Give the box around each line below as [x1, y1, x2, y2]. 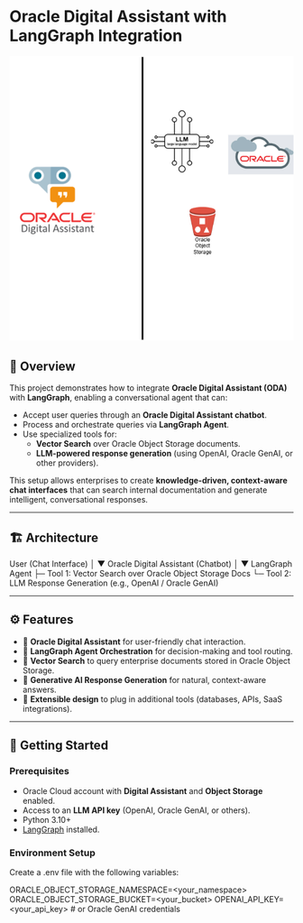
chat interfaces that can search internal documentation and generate [9, 485, 268, 495]
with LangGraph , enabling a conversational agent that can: [9, 392, 228, 403]
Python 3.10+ [22, 814, 72, 825]
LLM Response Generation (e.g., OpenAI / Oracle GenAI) [9, 577, 219, 588]
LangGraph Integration [9, 25, 183, 46]
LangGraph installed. [22, 824, 100, 835]
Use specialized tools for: [22, 429, 117, 439]
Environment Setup [9, 846, 96, 859]
